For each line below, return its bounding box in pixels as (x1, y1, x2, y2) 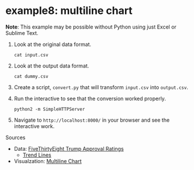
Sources (5, 134, 26, 141)
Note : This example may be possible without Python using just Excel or (5, 23, 176, 30)
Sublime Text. (5, 29, 39, 36)
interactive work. (13, 122, 55, 129)
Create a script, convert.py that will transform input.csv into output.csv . (13, 83, 188, 91)
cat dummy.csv (13, 73, 49, 79)
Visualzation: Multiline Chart (13, 157, 82, 164)
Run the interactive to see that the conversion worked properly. (13, 95, 166, 102)
